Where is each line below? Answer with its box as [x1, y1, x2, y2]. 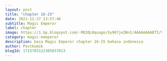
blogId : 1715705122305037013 [5, 48, 66, 53]
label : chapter [5, 26, 37, 30]
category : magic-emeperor [5, 35, 59, 40]
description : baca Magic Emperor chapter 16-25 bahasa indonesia [5, 39, 143, 44]
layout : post [5, 7, 32, 12]
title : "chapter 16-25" [5, 12, 55, 17]
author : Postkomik [5, 44, 43, 49]
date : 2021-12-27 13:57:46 [5, 16, 61, 21]
